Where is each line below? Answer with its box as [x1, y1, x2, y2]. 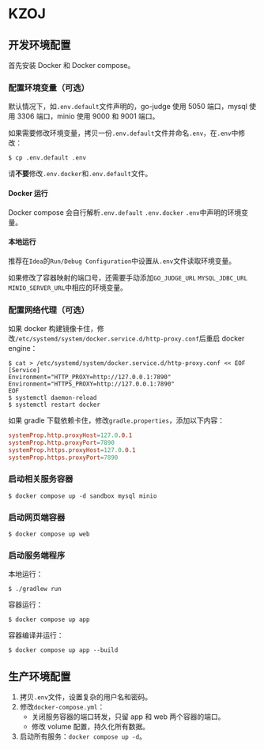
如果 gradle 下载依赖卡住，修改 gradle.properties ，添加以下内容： [8, 416, 225, 425]
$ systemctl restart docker [8, 401, 101, 408]
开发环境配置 [8, 38, 71, 51]
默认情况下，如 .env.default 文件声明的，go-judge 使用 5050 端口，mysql [8, 102, 247, 111]
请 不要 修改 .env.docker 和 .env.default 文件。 [8, 169, 153, 179]
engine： [8, 344, 38, 352]
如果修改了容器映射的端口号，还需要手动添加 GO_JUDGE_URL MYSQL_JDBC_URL [8, 273, 248, 282]
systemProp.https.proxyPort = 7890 [8, 454, 119, 461]
